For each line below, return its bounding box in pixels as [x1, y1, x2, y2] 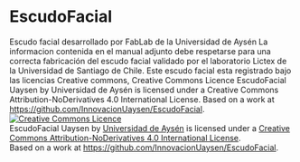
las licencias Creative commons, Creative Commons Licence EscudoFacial [9, 74, 286, 85]
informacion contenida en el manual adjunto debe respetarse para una [9, 45, 271, 56]
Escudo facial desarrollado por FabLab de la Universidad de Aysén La [9, 36, 268, 47]
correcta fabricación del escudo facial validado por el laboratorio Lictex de [9, 55, 287, 66]
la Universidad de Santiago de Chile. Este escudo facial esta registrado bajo [9, 65, 292, 76]
